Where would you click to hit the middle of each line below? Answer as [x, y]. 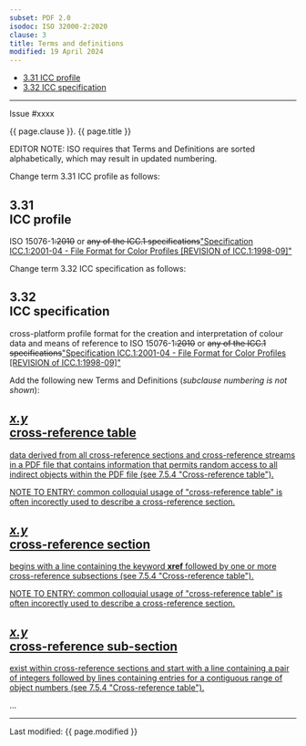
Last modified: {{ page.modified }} [74, 731]
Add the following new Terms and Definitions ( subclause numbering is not [148, 380]
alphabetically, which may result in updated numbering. [113, 159]
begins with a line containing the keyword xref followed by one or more [143, 566]
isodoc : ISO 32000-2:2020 [58, 26]
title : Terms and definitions [67, 43]
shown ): [25, 389]
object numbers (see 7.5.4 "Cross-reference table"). [107, 688]
